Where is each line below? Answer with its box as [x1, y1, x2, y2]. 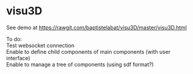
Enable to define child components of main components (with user [6, 48, 171, 55]
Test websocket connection [6, 42, 75, 49]
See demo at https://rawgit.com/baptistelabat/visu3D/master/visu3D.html [6, 24, 187, 31]
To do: [6, 35, 22, 42]
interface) [6, 54, 31, 61]
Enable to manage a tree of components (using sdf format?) [6, 61, 154, 68]
